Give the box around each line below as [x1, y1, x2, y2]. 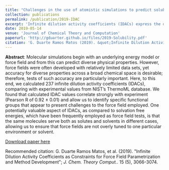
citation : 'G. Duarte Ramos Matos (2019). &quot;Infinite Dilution [5, 40, 150, 45]
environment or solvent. [5, 129, 54, 135]
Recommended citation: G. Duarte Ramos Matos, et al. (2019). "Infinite [5, 148, 151, 154]
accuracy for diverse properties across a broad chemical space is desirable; [5, 70, 163, 76]
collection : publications [5, 12, 59, 17]
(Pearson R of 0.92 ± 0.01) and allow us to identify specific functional [5, 97, 148, 103]
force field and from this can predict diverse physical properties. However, [5, 59, 159, 65]
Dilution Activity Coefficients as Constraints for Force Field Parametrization [5, 153, 160, 159]
